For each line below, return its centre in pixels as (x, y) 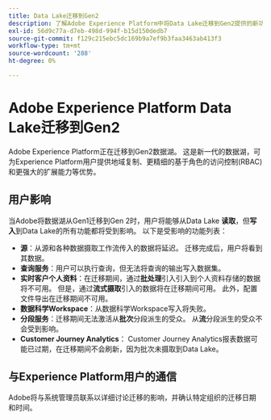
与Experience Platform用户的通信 (93, 377)
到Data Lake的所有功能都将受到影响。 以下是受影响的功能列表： (121, 230)
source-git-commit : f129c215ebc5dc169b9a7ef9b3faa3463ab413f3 (115, 38)
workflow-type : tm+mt (45, 46)
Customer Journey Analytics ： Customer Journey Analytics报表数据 (135, 338)
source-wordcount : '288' (50, 53)
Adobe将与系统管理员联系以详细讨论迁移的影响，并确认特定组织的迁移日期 (132, 397)
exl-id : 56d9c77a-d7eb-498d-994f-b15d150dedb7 (88, 31)
